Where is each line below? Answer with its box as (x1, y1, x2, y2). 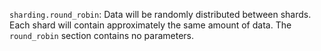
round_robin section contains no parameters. (9, 30, 195, 41)
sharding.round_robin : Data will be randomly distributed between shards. (9, 9, 312, 20)
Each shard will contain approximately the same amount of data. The (9, 19, 292, 31)
